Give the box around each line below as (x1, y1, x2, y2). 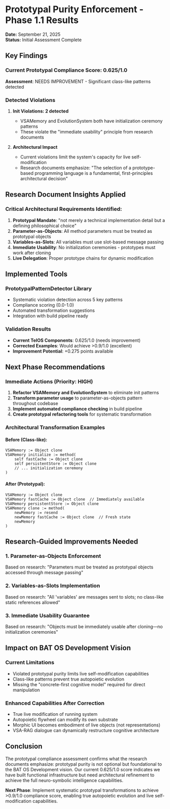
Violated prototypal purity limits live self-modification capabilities (12, 670, 149, 677)
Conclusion (5, 742, 43, 751)
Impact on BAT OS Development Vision (5, 643, 131, 653)
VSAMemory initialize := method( (5, 452, 76, 457)
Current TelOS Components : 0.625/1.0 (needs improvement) (12, 337, 141, 343)
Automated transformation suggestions (12, 307, 95, 314)
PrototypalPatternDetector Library (5, 285, 92, 292)
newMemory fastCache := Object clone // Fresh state (14, 515, 131, 520)
